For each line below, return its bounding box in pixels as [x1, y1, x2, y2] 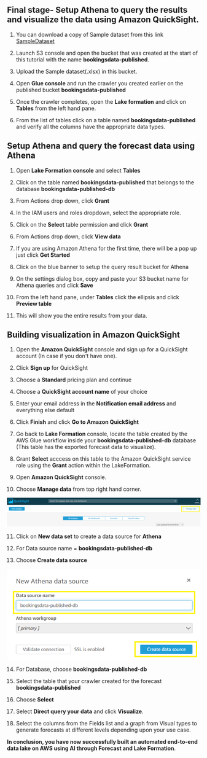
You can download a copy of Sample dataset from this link [15, 31, 163, 38]
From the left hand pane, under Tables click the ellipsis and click [15, 293, 180, 300]
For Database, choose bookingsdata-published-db [15, 666, 147, 673]
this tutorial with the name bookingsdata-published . [15, 55, 150, 63]
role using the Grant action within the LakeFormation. [15, 462, 151, 469]
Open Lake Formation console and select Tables [15, 166, 141, 174]
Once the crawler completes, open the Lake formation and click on [15, 98, 187, 105]
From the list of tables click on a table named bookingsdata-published [15, 116, 196, 123]
